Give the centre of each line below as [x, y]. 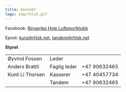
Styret [12, 47]
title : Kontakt [21, 10]
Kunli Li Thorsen [26, 74]
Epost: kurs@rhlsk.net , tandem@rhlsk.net [47, 38]
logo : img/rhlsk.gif [26, 14]
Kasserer [60, 74]
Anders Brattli [23, 67]
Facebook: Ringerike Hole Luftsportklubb [47, 28]
